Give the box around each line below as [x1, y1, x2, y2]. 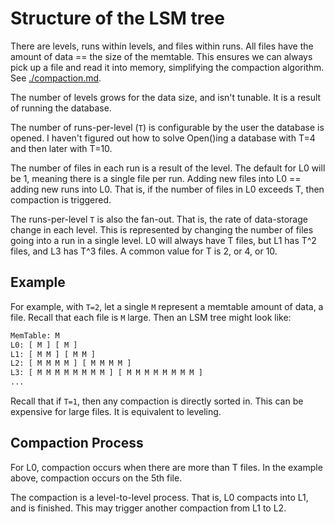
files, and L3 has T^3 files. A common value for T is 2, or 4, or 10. [10, 245, 278, 257]
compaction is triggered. [10, 193, 112, 206]
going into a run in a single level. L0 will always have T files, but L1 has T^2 [10, 234, 317, 246]
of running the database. [10, 102, 112, 114]
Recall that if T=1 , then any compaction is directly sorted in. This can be [10, 395, 304, 407]
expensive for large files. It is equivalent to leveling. [10, 406, 222, 417]
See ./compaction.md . [10, 72, 102, 84]
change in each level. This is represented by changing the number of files [10, 223, 314, 236]
